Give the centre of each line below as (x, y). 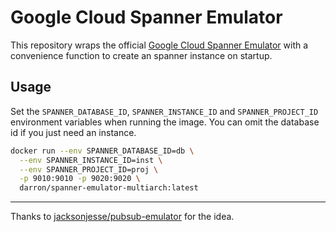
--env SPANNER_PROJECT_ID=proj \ (89, 169)
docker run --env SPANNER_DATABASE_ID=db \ (102, 151)
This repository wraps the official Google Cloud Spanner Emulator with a (159, 45)
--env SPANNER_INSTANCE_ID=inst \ (91, 160)
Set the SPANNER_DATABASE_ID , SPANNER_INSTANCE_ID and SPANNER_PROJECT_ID (164, 111)
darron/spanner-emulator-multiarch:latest (109, 188)
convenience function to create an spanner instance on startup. (141, 55)
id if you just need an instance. (73, 132)
